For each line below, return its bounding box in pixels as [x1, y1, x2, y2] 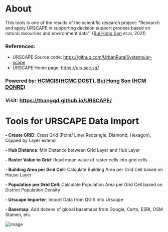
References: [5, 43, 36, 50]
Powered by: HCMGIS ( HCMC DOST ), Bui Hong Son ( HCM [5, 77, 146, 84]
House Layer [5, 172, 32, 178]
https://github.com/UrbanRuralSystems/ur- [63, 54, 152, 60]
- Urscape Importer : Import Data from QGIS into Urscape [5, 196, 124, 203]
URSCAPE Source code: [12, 54, 63, 60]
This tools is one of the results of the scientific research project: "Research [5, 20, 160, 26]
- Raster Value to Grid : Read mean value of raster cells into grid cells [5, 157, 148, 163]
